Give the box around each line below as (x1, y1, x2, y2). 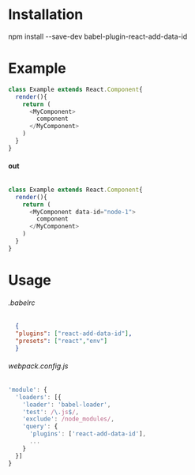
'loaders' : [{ (15, 393, 62, 401)
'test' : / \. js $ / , (22, 408, 80, 416)
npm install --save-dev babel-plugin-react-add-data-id (8, 32, 188, 41)
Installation (8, 6, 84, 24)
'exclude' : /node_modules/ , (22, 415, 114, 424)
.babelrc (8, 298, 36, 307)
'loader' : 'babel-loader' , (22, 401, 111, 409)
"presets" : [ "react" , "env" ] (15, 337, 108, 345)
